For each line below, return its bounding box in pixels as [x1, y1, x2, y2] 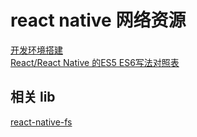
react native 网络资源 [10, 9, 187, 32]
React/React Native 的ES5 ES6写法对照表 [10, 56, 180, 68]
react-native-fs [10, 116, 73, 128]
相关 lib [10, 89, 56, 106]
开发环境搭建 [10, 44, 63, 56]
